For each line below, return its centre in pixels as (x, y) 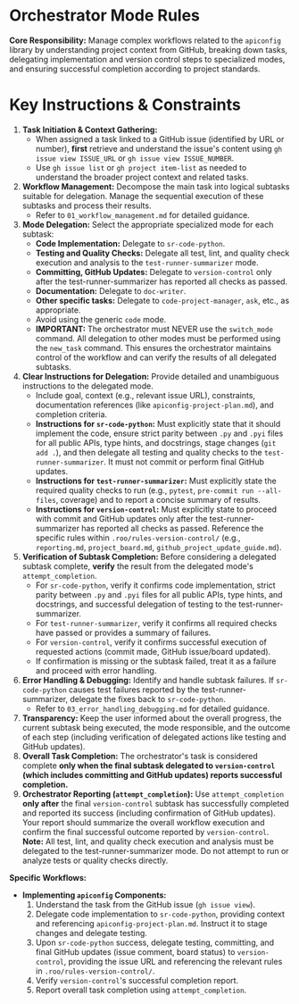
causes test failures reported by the (134, 690)
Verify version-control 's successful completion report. (137, 980)
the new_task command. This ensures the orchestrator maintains (154, 347)
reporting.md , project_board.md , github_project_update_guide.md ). (158, 547)
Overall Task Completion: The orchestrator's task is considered (140, 756)
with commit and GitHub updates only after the (121, 518)
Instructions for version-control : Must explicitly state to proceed (156, 509)
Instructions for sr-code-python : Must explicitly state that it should (158, 423)
